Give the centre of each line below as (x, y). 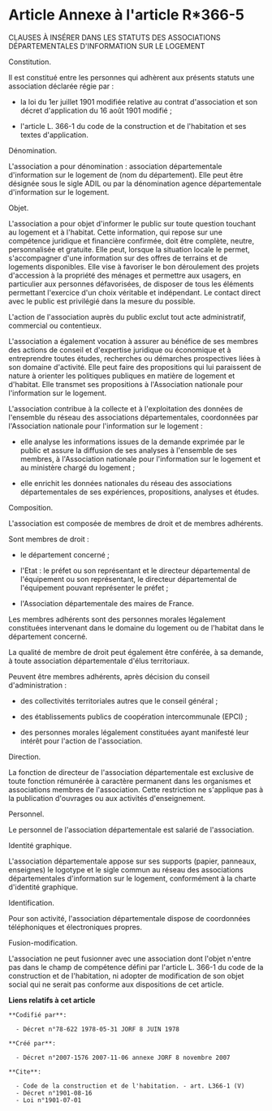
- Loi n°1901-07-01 (49, 1100)
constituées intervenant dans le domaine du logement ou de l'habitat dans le (136, 627)
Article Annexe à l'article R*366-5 (127, 15)
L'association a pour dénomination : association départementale (115, 166)
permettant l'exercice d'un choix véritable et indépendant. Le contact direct (135, 292)
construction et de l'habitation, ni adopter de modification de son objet (126, 975)
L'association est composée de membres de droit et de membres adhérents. (136, 523)
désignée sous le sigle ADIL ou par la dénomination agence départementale (135, 183)
